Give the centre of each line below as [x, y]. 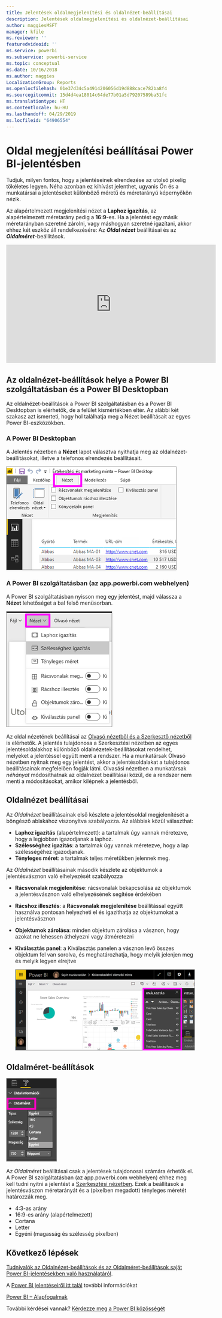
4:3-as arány [31, 1208]
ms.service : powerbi [32, 51]
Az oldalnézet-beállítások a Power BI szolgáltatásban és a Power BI [89, 404]
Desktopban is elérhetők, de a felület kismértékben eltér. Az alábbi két [92, 410]
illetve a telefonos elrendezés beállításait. [91, 458]
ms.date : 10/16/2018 [32, 70]
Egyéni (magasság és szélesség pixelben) [66, 1234]
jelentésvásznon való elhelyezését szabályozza [65, 876]
